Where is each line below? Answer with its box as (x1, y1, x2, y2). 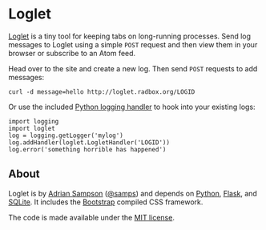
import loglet (8, 124, 56, 132)
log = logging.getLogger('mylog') (8, 131, 124, 139)
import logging (8, 117, 59, 125)
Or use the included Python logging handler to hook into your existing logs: (8, 102, 256, 111)
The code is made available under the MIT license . (8, 212, 175, 222)
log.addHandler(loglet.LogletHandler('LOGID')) (8, 138, 171, 147)
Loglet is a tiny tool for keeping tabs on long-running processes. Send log (8, 31, 251, 41)
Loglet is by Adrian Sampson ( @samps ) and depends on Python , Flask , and (8, 188, 258, 198)
